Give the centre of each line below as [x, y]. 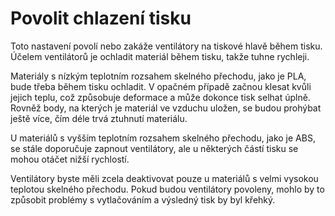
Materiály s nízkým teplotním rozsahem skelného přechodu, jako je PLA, [158, 76]
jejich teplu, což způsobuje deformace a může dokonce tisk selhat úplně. [160, 97]
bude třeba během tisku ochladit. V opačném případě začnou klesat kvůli [161, 86]
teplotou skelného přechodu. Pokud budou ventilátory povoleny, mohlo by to [167, 189]
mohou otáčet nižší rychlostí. [70, 159]
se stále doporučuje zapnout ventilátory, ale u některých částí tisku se [154, 148]
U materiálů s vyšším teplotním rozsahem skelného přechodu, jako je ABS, [163, 138]
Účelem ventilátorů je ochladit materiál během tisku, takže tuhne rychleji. [160, 56]
